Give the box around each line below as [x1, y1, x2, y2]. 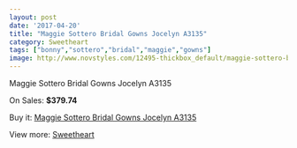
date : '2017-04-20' [9, 21, 81, 30]
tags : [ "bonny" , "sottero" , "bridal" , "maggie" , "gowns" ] [9, 46, 212, 55]
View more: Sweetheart [9, 129, 95, 139]
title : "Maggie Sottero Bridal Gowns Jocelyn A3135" [9, 29, 208, 38]
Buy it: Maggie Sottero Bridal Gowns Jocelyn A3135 [9, 112, 197, 122]
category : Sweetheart [9, 37, 89, 47]
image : [9, 54, 34, 63]
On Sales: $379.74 [9, 95, 78, 106]
